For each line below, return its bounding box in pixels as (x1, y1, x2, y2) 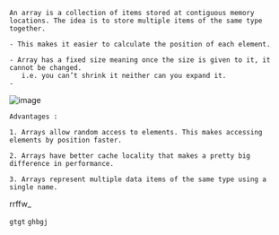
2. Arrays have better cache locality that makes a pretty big (9, 152, 251, 161)
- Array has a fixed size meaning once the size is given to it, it (9, 56, 271, 65)
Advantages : (9, 112, 58, 121)
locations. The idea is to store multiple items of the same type (9, 16, 263, 25)
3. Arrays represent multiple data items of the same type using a (9, 175, 267, 184)
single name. (9, 183, 58, 192)
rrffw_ (9, 198, 31, 209)
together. (9, 24, 47, 33)
